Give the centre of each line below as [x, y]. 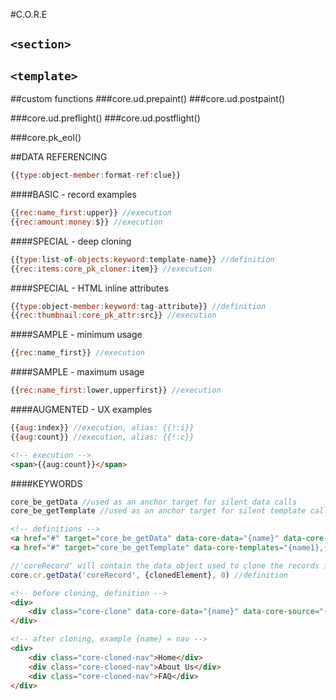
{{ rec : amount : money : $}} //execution [86, 222]
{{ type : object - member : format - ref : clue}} [96, 175]
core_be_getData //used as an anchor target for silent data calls [154, 502]
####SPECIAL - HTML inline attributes [90, 288]
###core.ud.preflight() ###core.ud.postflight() [105, 118]
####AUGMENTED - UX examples [81, 410]
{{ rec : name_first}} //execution [77, 353]
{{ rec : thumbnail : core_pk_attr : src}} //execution [113, 315]
